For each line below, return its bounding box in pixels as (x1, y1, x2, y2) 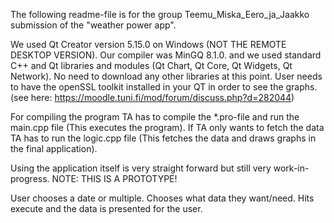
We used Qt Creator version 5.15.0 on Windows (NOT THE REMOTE (10, 39, 287, 50)
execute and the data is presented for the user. (10, 203, 203, 214)
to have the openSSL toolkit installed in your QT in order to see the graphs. (10, 81, 318, 93)
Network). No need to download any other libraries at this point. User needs (10, 70, 323, 82)
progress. (10, 173, 50, 184)
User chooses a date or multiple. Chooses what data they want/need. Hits (10, 192, 315, 204)
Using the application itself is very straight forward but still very (10, 162, 272, 174)
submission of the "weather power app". (10, 19, 177, 31)
